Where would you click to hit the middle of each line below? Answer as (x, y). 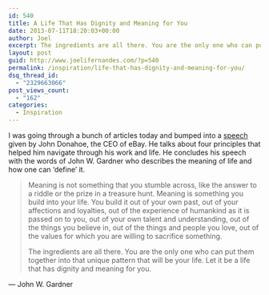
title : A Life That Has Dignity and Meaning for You (98, 23)
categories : (28, 105)
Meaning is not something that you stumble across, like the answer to (143, 185)
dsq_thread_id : (34, 75)
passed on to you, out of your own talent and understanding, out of (139, 219)
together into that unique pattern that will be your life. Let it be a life (139, 260)
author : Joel (30, 38)
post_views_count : (39, 90)
